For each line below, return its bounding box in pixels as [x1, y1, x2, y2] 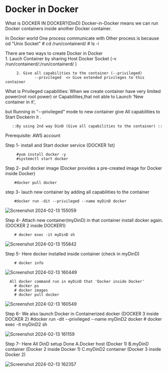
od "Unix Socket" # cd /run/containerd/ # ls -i [5, 40, 99, 46]
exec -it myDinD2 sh [5, 321, 48, 327]
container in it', [5, 99, 36, 105]
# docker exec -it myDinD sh [14, 232, 75, 237]
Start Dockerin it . [5, 114, 42, 120]
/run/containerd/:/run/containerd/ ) [5, 61, 77, 67]
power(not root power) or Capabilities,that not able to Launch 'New [5, 93, 144, 99]
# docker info [14, 260, 44, 266]
